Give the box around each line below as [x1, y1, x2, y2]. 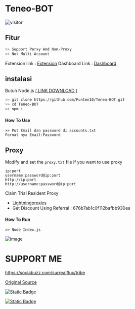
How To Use [5, 117, 31, 123]
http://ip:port [5, 177, 37, 182]
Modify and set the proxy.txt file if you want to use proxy [5, 159, 123, 165]
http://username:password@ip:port [5, 181, 77, 186]
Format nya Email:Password [5, 132, 61, 137]
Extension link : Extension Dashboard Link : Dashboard [5, 60, 117, 66]
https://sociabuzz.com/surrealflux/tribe [5, 270, 86, 276]
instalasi [5, 75, 32, 83]
